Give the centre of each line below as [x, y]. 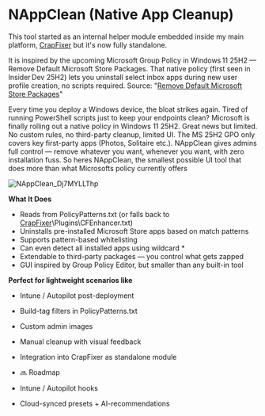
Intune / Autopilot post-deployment [77, 296]
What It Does [30, 199]
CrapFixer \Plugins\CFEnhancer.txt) [76, 223]
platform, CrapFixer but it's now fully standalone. [88, 44]
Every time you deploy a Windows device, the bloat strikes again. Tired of [128, 109]
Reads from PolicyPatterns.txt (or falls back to [95, 214]
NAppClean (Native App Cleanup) [121, 15]
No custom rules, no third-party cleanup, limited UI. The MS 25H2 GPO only [132, 134]
